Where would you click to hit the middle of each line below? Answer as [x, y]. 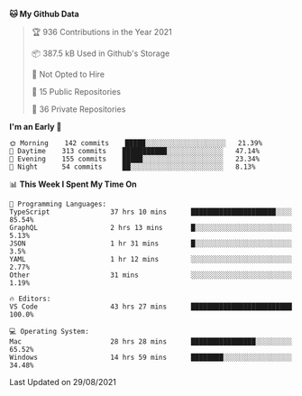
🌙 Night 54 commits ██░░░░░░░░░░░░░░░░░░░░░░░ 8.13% [133, 167]
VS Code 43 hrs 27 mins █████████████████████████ [151, 307]
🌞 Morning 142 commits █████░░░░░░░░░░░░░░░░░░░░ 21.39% [136, 143]
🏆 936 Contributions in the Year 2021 [102, 32]
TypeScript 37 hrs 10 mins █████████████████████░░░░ [151, 212]
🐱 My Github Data [44, 14]
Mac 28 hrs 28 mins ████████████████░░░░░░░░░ [151, 342]
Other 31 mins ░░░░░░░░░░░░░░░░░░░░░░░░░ [151, 275]
